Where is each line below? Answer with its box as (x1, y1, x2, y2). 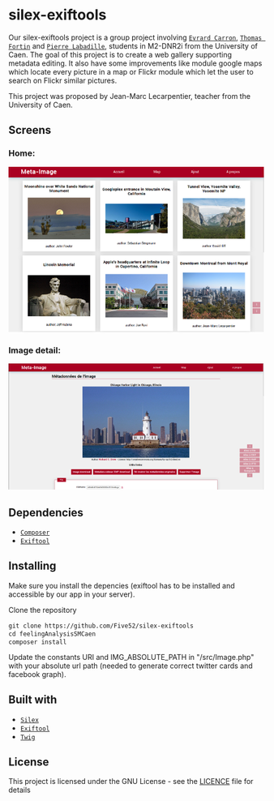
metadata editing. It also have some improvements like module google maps (8, 58, 263, 68)
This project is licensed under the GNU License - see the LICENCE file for (8, 777, 254, 786)
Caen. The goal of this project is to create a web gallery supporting (8, 49, 233, 59)
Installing (8, 559, 57, 573)
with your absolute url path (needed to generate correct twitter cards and (8, 661, 253, 670)
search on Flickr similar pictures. (8, 75, 118, 85)
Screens (8, 123, 51, 137)
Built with (8, 693, 58, 707)
